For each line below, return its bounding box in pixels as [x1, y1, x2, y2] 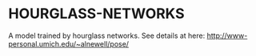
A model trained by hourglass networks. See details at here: [8, 31, 206, 40]
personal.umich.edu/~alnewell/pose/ [8, 39, 130, 48]
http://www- [206, 31, 248, 40]
